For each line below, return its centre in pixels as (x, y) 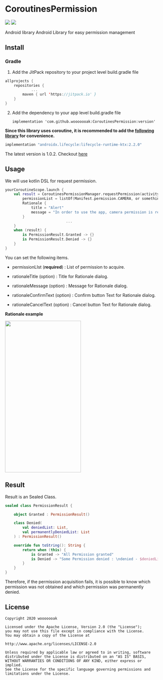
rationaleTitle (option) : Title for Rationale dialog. (60, 276)
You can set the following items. (37, 258)
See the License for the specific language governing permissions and (78, 669)
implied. (14, 665)
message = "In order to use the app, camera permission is (92, 212)
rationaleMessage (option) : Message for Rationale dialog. (70, 286)
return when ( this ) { (44, 550)
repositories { (29, 85)
